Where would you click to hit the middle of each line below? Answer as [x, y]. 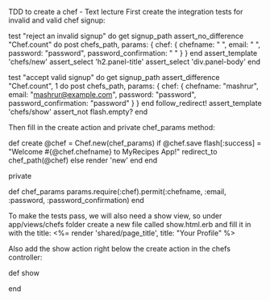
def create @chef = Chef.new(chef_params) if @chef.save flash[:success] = [135, 143]
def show [24, 273]
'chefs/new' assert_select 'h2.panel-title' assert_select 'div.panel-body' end [134, 61]
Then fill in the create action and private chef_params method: [112, 127]
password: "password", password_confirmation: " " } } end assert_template [133, 53]
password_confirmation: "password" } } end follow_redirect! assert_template [135, 103]
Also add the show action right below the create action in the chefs [120, 249]
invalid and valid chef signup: [57, 20]
